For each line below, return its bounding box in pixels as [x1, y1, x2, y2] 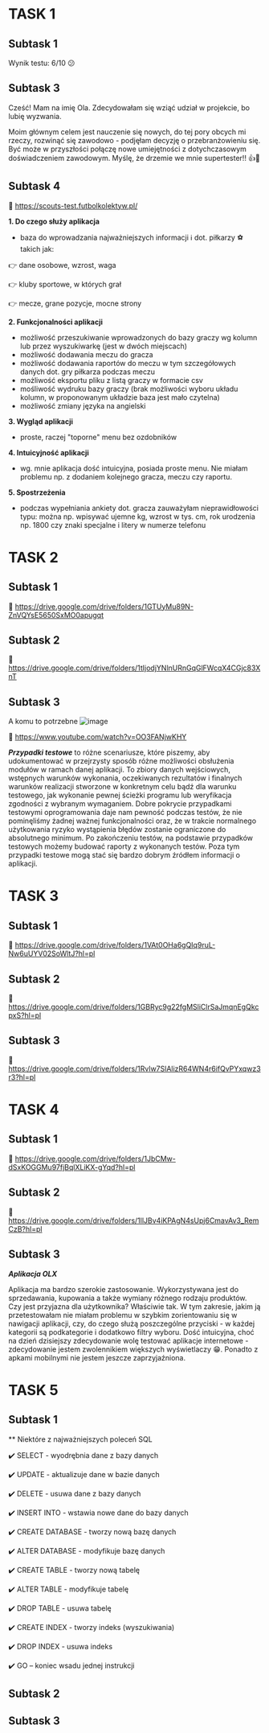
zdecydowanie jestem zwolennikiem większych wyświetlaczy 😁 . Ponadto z [8, 1344, 259, 1354]
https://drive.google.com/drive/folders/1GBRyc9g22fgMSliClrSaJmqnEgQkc [8, 1002, 259, 1012]
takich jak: [19, 244, 55, 253]
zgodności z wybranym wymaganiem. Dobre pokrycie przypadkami [8, 799, 232, 809]
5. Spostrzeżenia [8, 488, 66, 497]
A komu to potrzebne [8, 717, 79, 727]
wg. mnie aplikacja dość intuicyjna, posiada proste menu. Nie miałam [19, 463, 248, 473]
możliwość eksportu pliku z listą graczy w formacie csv [19, 375, 203, 385]
